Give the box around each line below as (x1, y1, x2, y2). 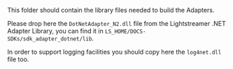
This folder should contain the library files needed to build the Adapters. (7, 6, 215, 14)
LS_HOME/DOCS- (104, 28, 146, 35)
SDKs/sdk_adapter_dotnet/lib (7, 36, 92, 43)
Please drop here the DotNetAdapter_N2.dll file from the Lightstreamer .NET (7, 20, 226, 27)
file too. (7, 55, 29, 63)
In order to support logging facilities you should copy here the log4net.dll (7, 48, 222, 56)
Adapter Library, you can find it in (7, 27, 104, 35)
